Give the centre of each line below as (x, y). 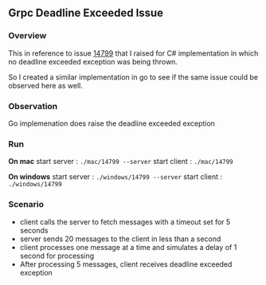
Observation (33, 106)
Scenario (26, 205)
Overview (27, 36)
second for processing (57, 256)
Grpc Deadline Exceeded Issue (86, 13)
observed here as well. (46, 85)
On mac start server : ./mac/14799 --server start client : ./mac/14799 (121, 162)
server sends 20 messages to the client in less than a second (120, 239)
